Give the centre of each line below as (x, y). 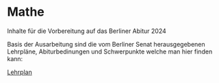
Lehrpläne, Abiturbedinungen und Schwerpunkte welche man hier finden (110, 51)
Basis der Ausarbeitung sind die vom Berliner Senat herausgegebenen (106, 44)
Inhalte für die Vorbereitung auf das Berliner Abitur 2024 (87, 31)
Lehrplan (20, 72)
